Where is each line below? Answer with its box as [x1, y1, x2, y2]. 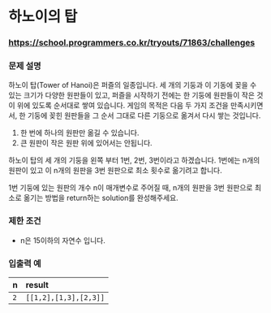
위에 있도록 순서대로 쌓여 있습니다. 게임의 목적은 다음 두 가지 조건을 [16, 101, 229, 111]
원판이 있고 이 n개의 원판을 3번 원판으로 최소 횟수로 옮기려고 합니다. [8, 166, 222, 176]
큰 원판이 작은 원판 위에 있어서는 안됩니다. [19, 138, 153, 148]
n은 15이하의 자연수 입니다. [19, 235, 105, 245]
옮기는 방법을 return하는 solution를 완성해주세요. [23, 193, 179, 203]
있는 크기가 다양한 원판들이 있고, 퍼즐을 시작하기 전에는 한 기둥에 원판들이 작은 [8, 90, 256, 100]
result [25, 280, 49, 290]
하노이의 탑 [8, 7, 78, 26]
